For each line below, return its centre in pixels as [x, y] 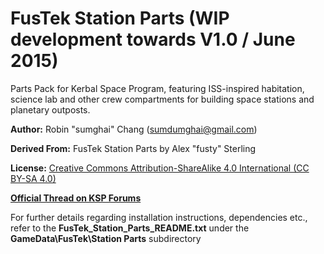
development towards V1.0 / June [153, 39]
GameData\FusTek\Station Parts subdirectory [106, 238]
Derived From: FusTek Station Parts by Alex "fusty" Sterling [133, 148]
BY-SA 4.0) [33, 178]
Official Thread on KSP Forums [76, 198]
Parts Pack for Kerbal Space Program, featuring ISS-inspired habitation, [157, 88]
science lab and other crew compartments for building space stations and [162, 99]
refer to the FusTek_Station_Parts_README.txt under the [130, 228]
